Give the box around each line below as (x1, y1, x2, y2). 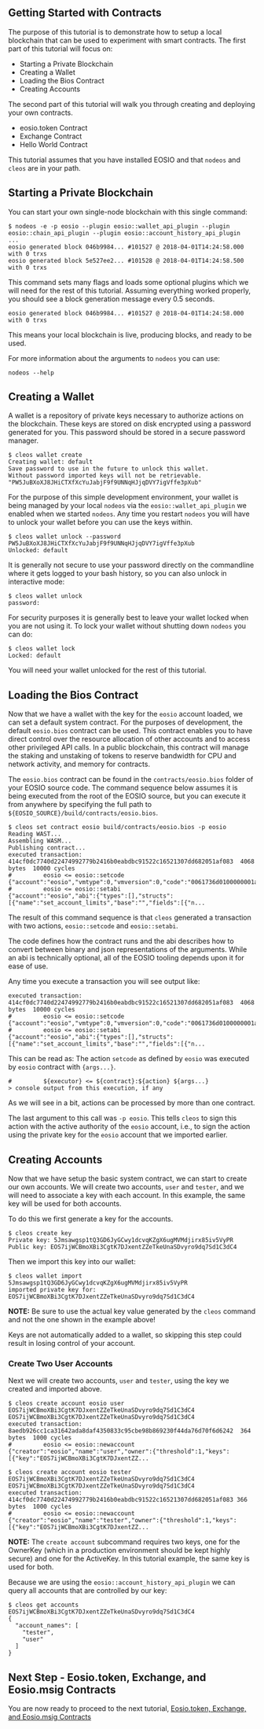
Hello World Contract (19, 139, 88, 149)
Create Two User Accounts (8, 1358, 113, 1369)
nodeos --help (8, 369, 55, 377)
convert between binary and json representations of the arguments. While (8, 945, 247, 954)
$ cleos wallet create (8, 452, 82, 459)
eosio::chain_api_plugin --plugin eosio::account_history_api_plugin (8, 229, 241, 237)
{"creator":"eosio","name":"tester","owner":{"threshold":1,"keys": (8, 1517, 237, 1524)
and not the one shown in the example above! (8, 1315, 156, 1325)
